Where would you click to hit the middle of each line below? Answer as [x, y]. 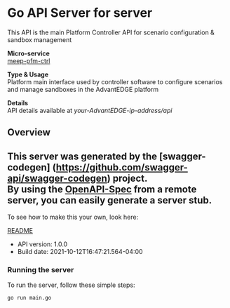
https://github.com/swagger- [122, 167]
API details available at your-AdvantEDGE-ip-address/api [90, 110]
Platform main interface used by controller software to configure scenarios [115, 81]
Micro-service [29, 53]
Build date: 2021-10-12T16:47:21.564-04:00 [80, 252]
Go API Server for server [80, 13]
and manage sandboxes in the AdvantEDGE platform [83, 89]
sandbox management [40, 39]
